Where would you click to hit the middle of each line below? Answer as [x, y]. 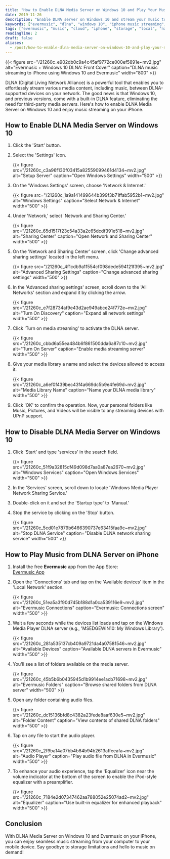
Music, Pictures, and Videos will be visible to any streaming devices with [88, 411]
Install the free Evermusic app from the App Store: [65, 567]
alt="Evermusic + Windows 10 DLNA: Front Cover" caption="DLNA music [81, 67]
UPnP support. [28, 416]
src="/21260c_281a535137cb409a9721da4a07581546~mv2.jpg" [79, 643]
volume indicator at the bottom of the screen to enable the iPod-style [84, 777]
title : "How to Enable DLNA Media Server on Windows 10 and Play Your [81, 10]
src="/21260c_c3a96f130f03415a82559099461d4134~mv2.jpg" [79, 170]
